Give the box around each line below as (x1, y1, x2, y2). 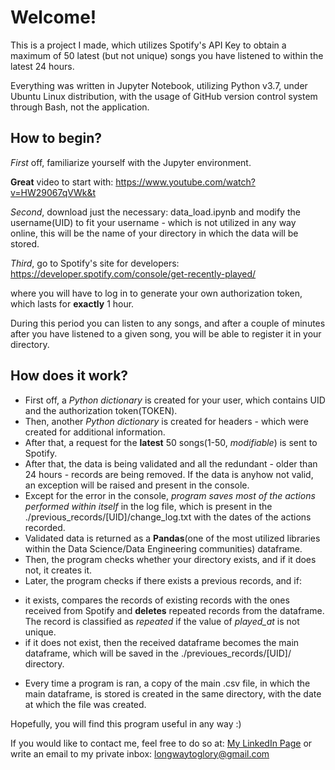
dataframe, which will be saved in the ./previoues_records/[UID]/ (24, 647, 292, 659)
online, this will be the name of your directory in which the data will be (10, 227, 299, 239)
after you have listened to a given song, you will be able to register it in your (10, 327, 322, 340)
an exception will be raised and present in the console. (24, 479, 250, 491)
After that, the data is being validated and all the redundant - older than (24, 457, 318, 470)
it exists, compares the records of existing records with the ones (24, 594, 290, 606)
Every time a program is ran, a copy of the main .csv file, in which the (24, 677, 311, 689)
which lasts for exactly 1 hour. (10, 297, 135, 310)
